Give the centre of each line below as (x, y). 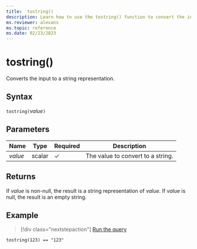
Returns (21, 177)
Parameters (28, 129)
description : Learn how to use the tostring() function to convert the (95, 17)
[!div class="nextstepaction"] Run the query (74, 230)
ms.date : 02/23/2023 (31, 33)
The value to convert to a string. (130, 156)
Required (67, 146)
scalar (40, 156)
